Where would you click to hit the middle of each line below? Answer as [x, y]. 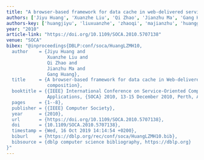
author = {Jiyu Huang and [49, 52]
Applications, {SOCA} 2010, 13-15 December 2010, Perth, [121, 97]
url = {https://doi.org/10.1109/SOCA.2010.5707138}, [88, 119]
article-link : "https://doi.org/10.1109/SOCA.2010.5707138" [84, 35]
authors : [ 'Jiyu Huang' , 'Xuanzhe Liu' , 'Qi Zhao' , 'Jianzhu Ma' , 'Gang [100, 18]
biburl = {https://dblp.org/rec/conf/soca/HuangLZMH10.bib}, [95, 137]
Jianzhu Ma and [66, 68]
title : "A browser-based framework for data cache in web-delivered [95, 12]
